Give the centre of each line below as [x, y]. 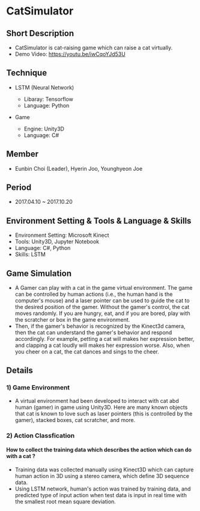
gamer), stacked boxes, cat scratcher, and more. [75, 420]
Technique [26, 73]
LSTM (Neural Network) [44, 87]
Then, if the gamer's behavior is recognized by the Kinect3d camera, [100, 326]
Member [23, 154]
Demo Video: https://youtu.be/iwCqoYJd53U [70, 54]
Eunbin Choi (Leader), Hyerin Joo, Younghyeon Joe [79, 168]
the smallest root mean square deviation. [65, 501]
